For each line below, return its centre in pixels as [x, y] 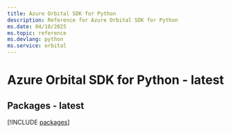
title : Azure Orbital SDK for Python [62, 14]
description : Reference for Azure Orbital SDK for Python [93, 20]
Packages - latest [46, 106]
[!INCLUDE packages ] [38, 122]
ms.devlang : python [35, 39]
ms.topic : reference [37, 33]
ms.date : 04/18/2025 [37, 26]
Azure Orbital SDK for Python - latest [115, 80]
